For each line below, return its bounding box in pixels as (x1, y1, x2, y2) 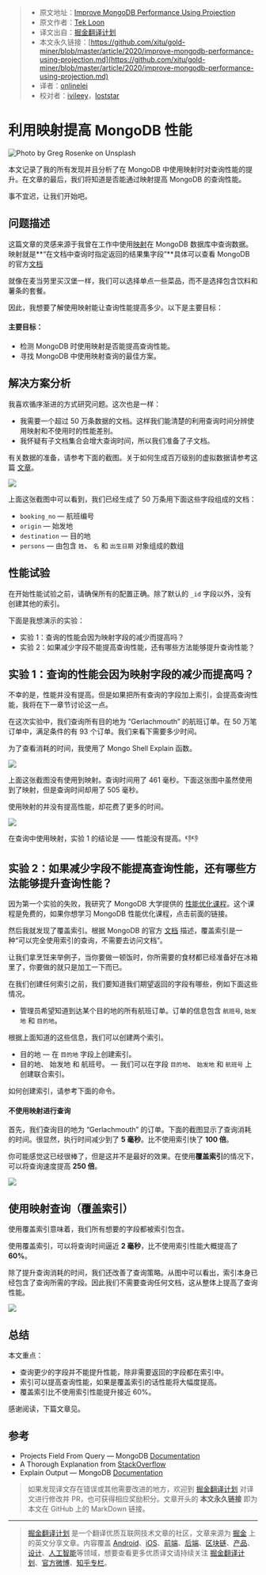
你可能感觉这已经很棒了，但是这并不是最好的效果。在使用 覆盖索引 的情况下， (8, 1152, 258, 1161)
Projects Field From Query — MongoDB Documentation (19, 1451, 200, 1460)
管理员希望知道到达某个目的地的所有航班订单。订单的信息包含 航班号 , (19, 1006, 243, 1016)
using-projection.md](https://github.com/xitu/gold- (39, 55, 206, 64)
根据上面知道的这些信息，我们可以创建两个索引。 (8, 1033, 168, 1043)
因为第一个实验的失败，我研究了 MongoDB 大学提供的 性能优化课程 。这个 (8, 899, 248, 909)
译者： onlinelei (39, 81, 89, 90)
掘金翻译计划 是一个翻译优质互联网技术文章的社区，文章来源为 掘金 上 (27, 1528, 256, 1538)
